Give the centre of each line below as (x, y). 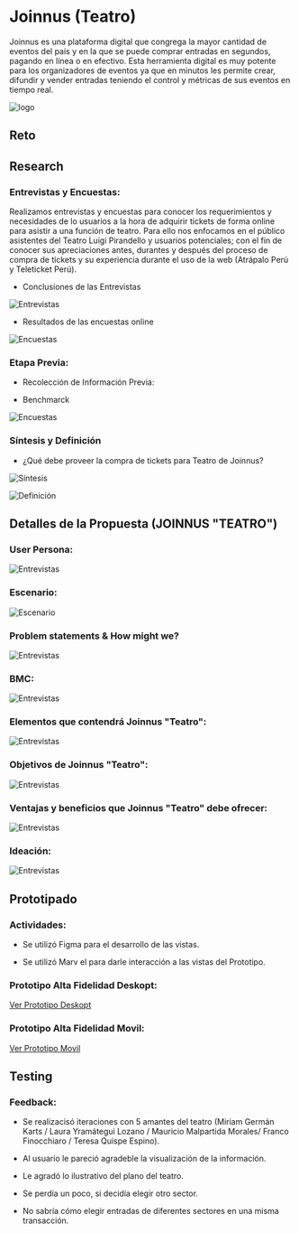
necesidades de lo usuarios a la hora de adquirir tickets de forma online (142, 221)
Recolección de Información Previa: (88, 382)
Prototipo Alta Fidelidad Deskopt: (83, 985)
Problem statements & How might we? (95, 636)
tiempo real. (32, 89)
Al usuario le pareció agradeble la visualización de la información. (144, 1159)
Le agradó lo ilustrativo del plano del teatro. (103, 1176)
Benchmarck (46, 400)
